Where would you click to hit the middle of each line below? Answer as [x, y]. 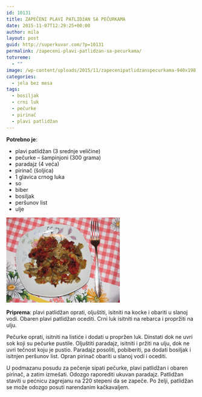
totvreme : [19, 57]
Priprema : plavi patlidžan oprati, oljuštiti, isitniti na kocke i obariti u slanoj [97, 312]
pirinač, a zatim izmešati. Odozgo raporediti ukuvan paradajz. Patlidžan [95, 374]
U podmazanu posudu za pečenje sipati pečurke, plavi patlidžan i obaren [97, 368]
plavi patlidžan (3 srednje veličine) [58, 151]
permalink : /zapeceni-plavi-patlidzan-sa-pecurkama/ [74, 51]
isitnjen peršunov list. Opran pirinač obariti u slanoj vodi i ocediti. [87, 356]
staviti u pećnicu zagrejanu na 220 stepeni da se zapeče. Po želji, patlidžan [100, 381]
